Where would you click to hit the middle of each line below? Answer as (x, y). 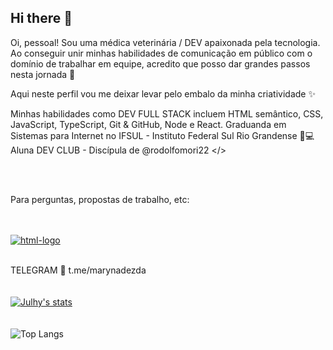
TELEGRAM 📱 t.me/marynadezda (78, 270)
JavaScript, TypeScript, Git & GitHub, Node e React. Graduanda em (148, 124)
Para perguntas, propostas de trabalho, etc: (100, 199)
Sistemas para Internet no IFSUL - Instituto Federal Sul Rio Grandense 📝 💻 (162, 135)
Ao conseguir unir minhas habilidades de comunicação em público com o (161, 53)
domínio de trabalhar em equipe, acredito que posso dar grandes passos (160, 63)
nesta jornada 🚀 (43, 74)
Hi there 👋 (41, 18)
